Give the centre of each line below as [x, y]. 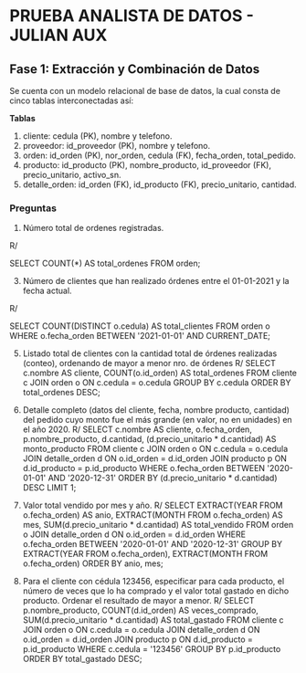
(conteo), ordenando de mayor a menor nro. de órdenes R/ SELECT [149, 363]
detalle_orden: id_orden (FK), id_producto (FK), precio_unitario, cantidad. [159, 184]
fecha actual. [47, 291]
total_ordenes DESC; [61, 393]
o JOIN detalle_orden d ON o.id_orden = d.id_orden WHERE [134, 534]
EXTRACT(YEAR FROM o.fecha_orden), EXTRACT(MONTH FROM [145, 554]
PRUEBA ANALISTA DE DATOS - [132, 16]
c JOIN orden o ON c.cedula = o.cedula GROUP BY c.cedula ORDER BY [157, 383]
